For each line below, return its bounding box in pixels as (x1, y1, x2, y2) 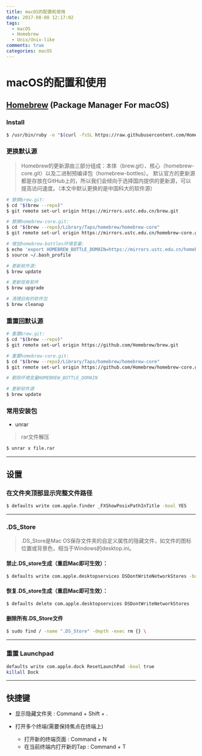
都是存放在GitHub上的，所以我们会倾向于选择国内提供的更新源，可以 (20, 177, 191, 184)
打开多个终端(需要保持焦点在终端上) (14, 723, 104, 730)
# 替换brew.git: (6, 196, 45, 202)
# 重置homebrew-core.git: (6, 353, 69, 359)
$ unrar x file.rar (6, 445, 55, 452)
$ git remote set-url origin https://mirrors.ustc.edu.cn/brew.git (6, 208, 179, 214)
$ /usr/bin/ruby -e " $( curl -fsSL (6, 132, 93, 138)
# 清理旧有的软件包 (6, 296, 48, 302)
